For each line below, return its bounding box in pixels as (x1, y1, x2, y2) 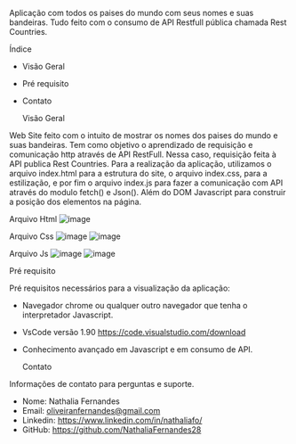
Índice (9, 44, 33, 54)
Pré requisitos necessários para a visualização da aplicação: (9, 283, 231, 293)
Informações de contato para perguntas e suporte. (9, 379, 195, 389)
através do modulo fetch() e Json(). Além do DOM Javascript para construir (9, 187, 286, 197)
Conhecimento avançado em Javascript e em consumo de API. (21, 344, 253, 355)
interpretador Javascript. (21, 309, 114, 320)
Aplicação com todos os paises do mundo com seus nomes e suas (9, 8, 254, 18)
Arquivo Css (9, 231, 54, 242)
